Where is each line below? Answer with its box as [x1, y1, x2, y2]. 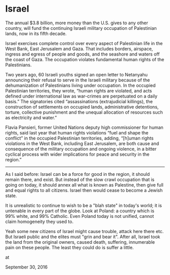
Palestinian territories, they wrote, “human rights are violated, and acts [5, 87, 152, 94]
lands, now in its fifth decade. [5, 30, 67, 36]
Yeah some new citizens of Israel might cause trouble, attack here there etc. [5, 228, 164, 234]
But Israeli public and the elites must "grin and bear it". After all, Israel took [5, 234, 160, 240]
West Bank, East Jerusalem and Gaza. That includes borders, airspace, [5, 45, 153, 52]
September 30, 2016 [5, 264, 48, 270]
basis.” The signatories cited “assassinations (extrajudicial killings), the [5, 98, 153, 104]
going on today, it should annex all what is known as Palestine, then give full [5, 181, 163, 188]
